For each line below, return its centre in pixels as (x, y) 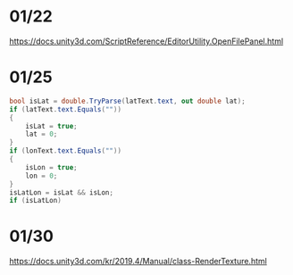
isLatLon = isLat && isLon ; (62, 192)
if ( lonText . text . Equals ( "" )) (66, 151)
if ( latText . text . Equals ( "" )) (66, 109)
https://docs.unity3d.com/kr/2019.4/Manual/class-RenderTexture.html (138, 262)
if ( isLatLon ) (36, 201)
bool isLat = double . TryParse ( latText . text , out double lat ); (127, 101)
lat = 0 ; (42, 134)
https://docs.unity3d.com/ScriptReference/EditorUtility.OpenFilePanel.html (146, 41)
